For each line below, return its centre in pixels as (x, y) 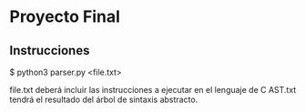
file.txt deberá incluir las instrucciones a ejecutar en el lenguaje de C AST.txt (153, 90)
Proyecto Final (65, 17)
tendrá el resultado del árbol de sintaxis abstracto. (104, 99)
